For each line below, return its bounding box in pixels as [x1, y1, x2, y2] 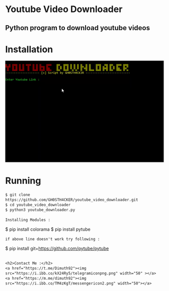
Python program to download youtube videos [5, 24, 150, 32]
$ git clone [5, 192, 30, 197]
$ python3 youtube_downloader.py [5, 207, 75, 212]
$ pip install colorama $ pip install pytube [5, 226, 91, 232]
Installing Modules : [5, 217, 51, 222]
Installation [5, 44, 53, 55]
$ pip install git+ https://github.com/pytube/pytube [5, 245, 109, 251]
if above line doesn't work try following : [5, 236, 100, 242]
